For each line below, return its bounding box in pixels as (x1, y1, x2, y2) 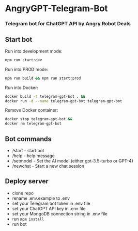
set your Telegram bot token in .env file (12, 200, 91, 206)
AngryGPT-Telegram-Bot (5, 3, 108, 14)
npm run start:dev (5, 57, 42, 62)
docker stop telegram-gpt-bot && (5, 117, 73, 122)
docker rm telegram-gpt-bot (5, 121, 62, 126)
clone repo (12, 190, 34, 196)
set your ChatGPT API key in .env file (12, 205, 86, 212)
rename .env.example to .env (12, 195, 70, 201)
